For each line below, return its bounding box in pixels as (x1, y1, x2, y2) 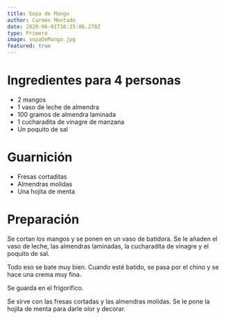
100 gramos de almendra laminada (17, 110, 116, 118)
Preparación (7, 211, 80, 227)
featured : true (7, 42, 51, 49)
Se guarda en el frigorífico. (7, 283, 84, 292)
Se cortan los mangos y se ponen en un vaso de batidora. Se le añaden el (7, 234, 218, 243)
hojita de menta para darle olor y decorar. (7, 304, 126, 313)
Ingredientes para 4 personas (7, 72, 182, 88)
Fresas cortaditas (17, 172, 67, 181)
